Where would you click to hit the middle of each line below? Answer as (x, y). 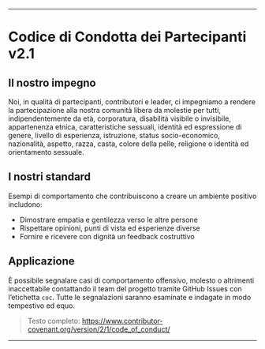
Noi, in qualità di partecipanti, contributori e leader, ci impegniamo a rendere (132, 102)
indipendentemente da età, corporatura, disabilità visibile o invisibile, (119, 118)
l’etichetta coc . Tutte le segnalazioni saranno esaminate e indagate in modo (130, 297)
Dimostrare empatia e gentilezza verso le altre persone (109, 220)
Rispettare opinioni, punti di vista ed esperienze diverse (110, 228)
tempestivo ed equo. (42, 306)
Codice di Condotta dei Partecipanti (127, 37)
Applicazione (41, 261)
